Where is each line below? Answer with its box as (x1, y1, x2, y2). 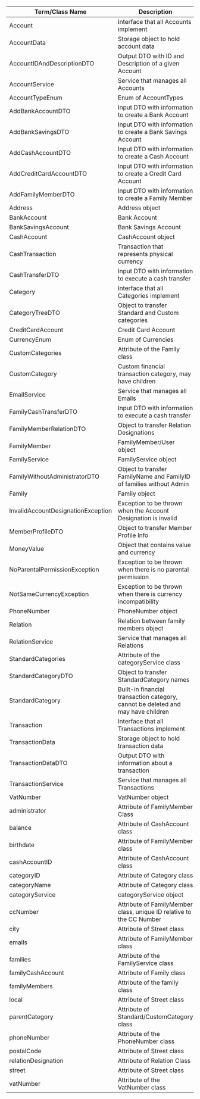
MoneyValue (9, 545, 45, 552)
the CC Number (118, 915, 162, 923)
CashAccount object (118, 233, 175, 241)
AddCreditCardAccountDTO (9, 170, 87, 177)
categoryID (9, 872, 40, 879)
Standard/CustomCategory (118, 1013, 193, 1020)
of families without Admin (118, 480, 189, 488)
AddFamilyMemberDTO (9, 191, 75, 198)
